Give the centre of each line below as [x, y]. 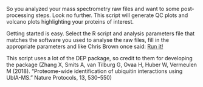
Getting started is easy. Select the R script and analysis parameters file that [101, 33]
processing [20, 15]
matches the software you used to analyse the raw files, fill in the [88, 40]
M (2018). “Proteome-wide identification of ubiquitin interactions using [95, 71]
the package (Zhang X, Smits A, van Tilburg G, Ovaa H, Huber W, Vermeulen [102, 64]
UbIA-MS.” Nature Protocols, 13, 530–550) [59, 78]
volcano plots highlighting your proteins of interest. [70, 22]
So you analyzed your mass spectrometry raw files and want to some [93, 9]
